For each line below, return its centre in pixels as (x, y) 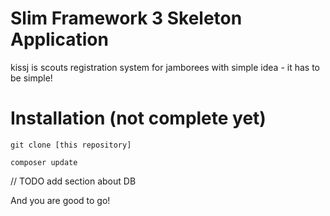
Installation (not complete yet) (138, 118)
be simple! (31, 78)
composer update (44, 162)
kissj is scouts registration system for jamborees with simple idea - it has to (165, 67)
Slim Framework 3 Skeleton (126, 18)
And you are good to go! (60, 200)
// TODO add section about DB (73, 181)
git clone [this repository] (71, 145)
